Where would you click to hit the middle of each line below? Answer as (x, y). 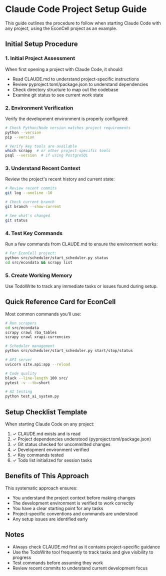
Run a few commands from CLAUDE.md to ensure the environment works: (81, 244)
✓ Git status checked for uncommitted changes (61, 444)
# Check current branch (30, 202)
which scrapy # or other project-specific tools (58, 151)
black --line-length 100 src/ (37, 378)
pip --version (20, 137)
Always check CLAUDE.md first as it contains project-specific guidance (86, 546)
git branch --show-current (33, 207)
